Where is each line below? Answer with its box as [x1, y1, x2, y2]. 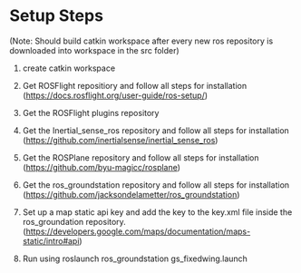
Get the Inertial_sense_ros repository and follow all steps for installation [22, 124, 290, 136]
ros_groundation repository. [22, 216, 127, 227]
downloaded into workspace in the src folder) [9, 44, 180, 55]
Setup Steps [9, 5, 104, 26]
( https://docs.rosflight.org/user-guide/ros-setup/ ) [22, 90, 209, 101]
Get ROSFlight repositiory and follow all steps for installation [22, 80, 248, 91]
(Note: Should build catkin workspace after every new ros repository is [9, 35, 274, 46]
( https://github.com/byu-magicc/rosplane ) [22, 161, 181, 172]
